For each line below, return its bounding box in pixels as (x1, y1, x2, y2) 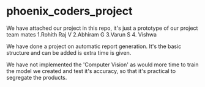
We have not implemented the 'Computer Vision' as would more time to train (6, 61, 199, 68)
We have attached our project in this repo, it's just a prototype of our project (6, 24, 198, 32)
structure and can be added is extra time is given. (6, 49, 132, 56)
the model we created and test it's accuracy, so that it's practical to (6, 67, 176, 74)
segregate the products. (6, 74, 67, 81)
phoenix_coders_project (6, 4, 133, 18)
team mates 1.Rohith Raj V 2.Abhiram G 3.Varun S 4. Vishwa (6, 30, 157, 38)
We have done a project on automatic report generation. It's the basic (6, 43, 182, 50)
